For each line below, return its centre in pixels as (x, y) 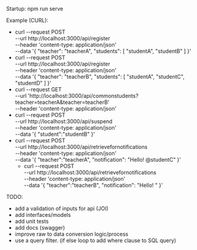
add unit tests (32, 221)
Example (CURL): (28, 20)
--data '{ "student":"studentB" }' (55, 134)
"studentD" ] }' (33, 83)
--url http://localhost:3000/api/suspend (63, 121)
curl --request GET (38, 89)
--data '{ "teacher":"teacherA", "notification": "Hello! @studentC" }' (98, 160)
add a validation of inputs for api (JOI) (62, 209)
